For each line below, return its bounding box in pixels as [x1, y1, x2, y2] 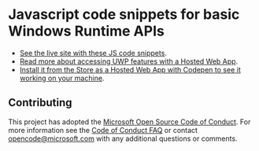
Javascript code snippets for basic [8, 6, 240, 24]
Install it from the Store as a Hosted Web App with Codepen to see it [19, 64, 242, 74]
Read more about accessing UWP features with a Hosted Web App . [19, 57, 239, 66]
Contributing [8, 96, 72, 109]
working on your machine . [19, 73, 105, 83]
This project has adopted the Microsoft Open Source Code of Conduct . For [8, 116, 251, 127]
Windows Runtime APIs [8, 22, 165, 40]
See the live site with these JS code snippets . [19, 48, 168, 57]
